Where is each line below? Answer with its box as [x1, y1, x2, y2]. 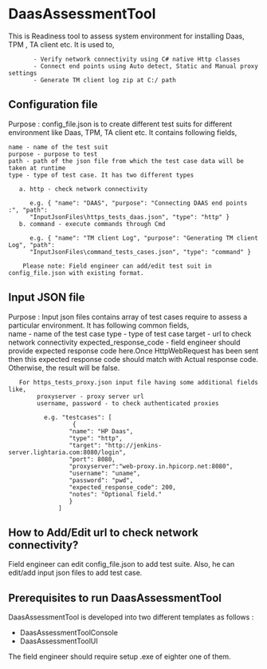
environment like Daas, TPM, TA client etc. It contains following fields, [8, 127, 238, 137]
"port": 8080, [69, 455, 116, 464]
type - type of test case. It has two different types [8, 171, 194, 179]
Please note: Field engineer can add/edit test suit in [22, 261, 213, 270]
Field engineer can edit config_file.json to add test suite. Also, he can [8, 559, 235, 569]
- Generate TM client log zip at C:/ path [33, 76, 177, 84]
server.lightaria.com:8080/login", [8, 448, 127, 456]
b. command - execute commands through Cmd [18, 220, 166, 228]
